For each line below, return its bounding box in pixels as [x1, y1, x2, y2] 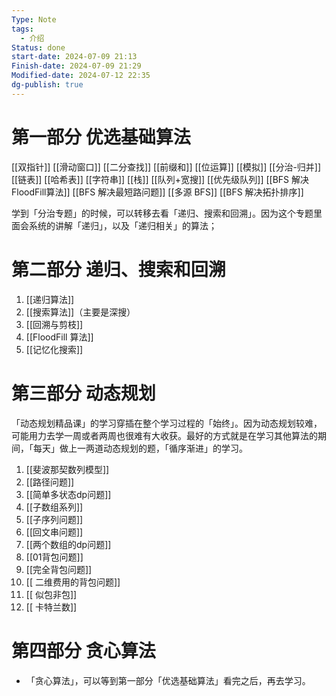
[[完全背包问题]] [25, 563, 93, 575]
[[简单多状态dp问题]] [25, 488, 112, 500]
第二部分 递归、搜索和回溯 [11, 258, 226, 281]
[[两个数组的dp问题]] [25, 538, 112, 550]
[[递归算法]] [25, 293, 75, 305]
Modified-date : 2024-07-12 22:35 [11, 71, 151, 81]
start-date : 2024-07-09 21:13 [11, 52, 138, 62]
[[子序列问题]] [25, 513, 84, 525]
